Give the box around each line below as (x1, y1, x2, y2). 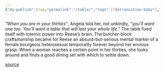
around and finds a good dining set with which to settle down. (5, 52, 130, 58)
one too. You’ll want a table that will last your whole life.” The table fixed (5, 25, 152, 32)
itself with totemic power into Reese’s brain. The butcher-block (5, 31, 132, 37)
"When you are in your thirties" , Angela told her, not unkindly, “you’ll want (5, 21, 155, 26)
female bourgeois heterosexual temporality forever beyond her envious (5, 41, 149, 47)
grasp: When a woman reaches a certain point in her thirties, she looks (5, 47, 148, 52)
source (5, 61, 20, 67)
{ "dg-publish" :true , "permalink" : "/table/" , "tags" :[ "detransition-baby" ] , (5, 7, 160, 12)
